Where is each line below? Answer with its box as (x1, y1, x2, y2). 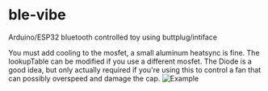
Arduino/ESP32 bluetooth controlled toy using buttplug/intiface (8, 32, 218, 42)
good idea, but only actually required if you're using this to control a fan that (8, 64, 262, 74)
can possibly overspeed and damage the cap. (8, 73, 161, 83)
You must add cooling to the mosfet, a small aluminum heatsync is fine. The (8, 48, 260, 57)
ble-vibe (8, 6, 66, 24)
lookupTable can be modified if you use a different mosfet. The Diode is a (8, 56, 253, 66)
